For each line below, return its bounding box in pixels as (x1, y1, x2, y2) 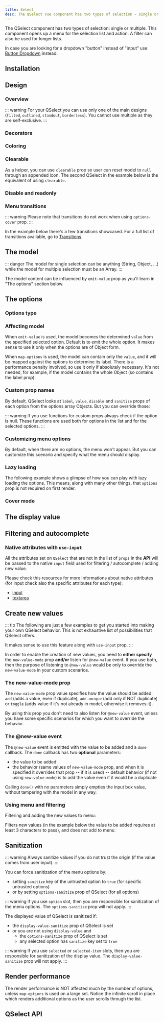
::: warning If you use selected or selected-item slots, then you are (5, 948, 140, 953)
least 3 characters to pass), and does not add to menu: (5, 827, 116, 833)
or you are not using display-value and (12, 927, 92, 933)
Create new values (5, 609, 64, 618)
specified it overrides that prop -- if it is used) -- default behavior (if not (12, 769, 157, 775)
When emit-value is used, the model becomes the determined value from (5, 334, 153, 340)
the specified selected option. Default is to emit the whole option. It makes (5, 339, 155, 345)
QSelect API (5, 1010, 43, 1018)
